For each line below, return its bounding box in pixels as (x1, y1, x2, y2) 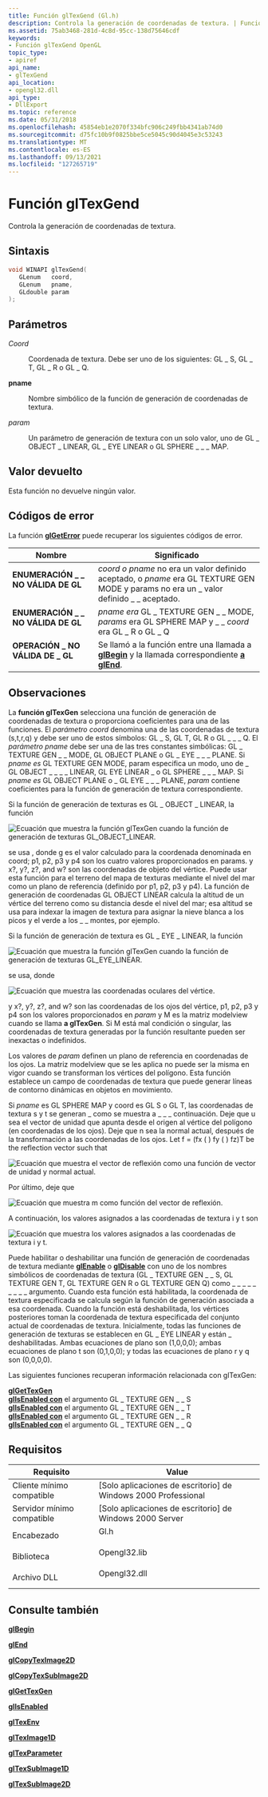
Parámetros (8, 317, 68, 331)
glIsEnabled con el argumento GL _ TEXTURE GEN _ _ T (8, 1403, 191, 1412)
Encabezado (12, 1530, 60, 1541)
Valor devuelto (8, 465, 83, 478)
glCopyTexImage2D (8, 1655, 76, 1665)
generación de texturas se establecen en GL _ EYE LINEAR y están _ (8, 1329, 232, 1339)
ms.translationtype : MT (8, 138, 88, 146)
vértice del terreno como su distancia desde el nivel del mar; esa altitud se (8, 898, 253, 908)
